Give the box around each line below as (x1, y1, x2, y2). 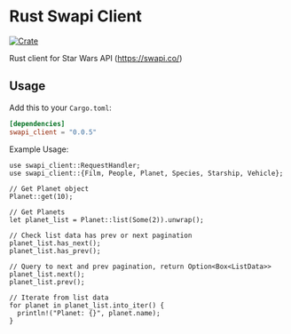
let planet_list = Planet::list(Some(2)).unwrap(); (9, 215, 204, 224)
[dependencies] (9, 119, 66, 128)
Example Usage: (9, 144, 69, 155)
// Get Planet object (9, 184, 90, 193)
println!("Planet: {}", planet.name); (17, 308, 161, 317)
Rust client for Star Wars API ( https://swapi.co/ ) (9, 52, 183, 63)
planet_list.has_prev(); (9, 246, 101, 255)
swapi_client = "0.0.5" (9, 127, 98, 137)
